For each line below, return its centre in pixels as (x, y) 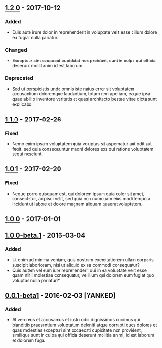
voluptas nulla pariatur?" (37, 280)
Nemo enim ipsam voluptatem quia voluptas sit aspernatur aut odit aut (82, 144)
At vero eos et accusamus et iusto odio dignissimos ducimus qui (76, 320)
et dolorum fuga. (29, 340)
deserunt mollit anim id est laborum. (48, 65)
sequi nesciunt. (27, 154)
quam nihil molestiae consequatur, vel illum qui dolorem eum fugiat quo (83, 275)
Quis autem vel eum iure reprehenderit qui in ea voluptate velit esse (79, 270)
